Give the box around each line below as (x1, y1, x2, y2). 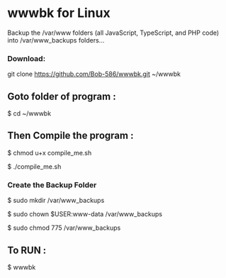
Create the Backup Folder (7, 179, 97, 189)
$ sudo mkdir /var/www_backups (7, 196, 105, 205)
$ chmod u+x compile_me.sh (7, 148, 92, 157)
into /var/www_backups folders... (7, 35, 105, 44)
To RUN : (7, 244, 47, 256)
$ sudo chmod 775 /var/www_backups (7, 223, 121, 232)
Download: (7, 53, 46, 63)
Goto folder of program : (7, 90, 116, 102)
